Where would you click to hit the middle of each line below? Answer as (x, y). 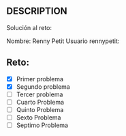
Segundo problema (43, 86)
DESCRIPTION (37, 11)
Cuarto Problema (40, 102)
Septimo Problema (42, 125)
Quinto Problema (40, 109)
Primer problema (40, 79)
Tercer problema (40, 94)
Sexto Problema (38, 117)
